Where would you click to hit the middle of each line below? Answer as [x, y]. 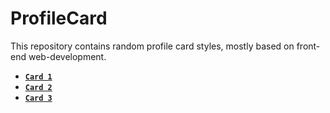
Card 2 [38, 87]
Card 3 [38, 98]
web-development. [67, 56]
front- [308, 46]
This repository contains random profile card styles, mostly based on [152, 46]
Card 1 [38, 77]
